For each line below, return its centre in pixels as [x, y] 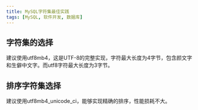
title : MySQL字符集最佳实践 [38, 12]
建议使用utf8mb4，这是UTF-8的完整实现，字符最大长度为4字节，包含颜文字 [99, 58]
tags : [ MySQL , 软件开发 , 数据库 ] [45, 17]
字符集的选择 [30, 42]
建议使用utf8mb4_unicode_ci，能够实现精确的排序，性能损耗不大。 [88, 101]
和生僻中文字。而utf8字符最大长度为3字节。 [60, 65]
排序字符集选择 [34, 85]
